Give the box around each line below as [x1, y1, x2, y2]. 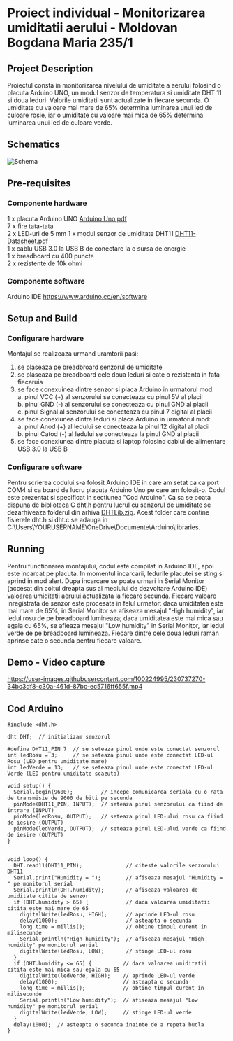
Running [7, 543, 45, 555]
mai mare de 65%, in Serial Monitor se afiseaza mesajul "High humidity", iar [7, 606, 225, 615]
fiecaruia [17, 378, 43, 386]
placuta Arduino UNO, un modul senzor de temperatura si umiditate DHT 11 [7, 89, 222, 97]
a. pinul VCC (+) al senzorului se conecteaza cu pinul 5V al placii [17, 393, 204, 401]
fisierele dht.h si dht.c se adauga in [7, 515, 108, 524]
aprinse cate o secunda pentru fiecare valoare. [7, 636, 142, 645]
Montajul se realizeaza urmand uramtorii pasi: [7, 349, 139, 358]
